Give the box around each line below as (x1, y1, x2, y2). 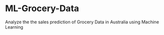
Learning (5, 24, 24, 30)
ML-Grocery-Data (5, 3, 80, 14)
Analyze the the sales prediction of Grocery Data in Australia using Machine (5, 19, 160, 25)
